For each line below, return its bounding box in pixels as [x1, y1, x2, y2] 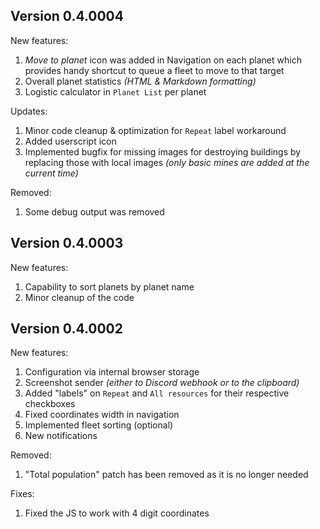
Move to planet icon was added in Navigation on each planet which [24, 54, 302, 66]
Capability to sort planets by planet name [24, 280, 195, 293]
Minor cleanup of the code [24, 291, 135, 303]
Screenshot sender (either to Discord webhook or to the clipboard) [24, 377, 300, 389]
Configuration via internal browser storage [24, 366, 200, 378]
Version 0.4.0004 [10, 8, 124, 25]
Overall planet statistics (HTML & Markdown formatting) [24, 75, 257, 87]
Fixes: [10, 488, 35, 500]
